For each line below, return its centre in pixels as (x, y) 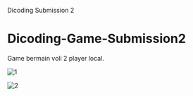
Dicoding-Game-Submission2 (97, 39)
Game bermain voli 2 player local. (56, 58)
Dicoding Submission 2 (41, 10)
